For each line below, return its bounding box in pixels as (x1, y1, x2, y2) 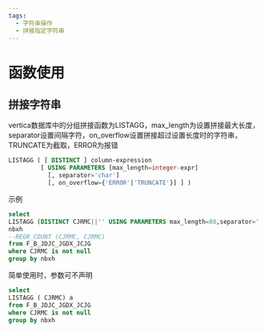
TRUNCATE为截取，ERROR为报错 (8, 141, 118, 150)
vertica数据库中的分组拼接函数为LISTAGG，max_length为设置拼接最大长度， (8, 121, 260, 130)
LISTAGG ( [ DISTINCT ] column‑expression (8, 157, 152, 165)
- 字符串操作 (15, 19, 54, 27)
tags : (8, 11, 26, 20)
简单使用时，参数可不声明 (8, 270, 93, 280)
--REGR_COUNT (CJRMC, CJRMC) (8, 233, 106, 241)
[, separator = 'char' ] (47, 171, 120, 180)
